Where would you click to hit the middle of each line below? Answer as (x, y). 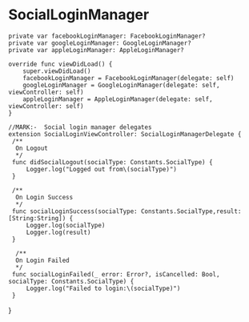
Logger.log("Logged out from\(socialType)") (102, 169)
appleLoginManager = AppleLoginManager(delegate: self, (118, 99)
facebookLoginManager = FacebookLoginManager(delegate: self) (129, 78)
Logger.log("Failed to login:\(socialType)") (103, 288)
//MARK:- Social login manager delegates (80, 127)
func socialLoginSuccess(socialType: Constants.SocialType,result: (127, 211)
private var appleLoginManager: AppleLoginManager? (96, 50)
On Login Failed (42, 260)
